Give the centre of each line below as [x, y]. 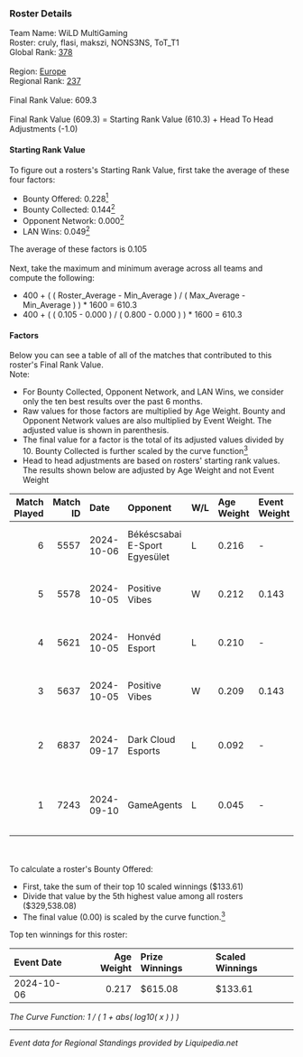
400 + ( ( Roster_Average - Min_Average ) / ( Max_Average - [134, 295]
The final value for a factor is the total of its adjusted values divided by [153, 440]
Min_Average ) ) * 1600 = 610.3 [80, 305]
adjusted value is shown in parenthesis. [96, 431]
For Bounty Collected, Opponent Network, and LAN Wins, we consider [153, 392]
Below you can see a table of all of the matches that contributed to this [141, 356]
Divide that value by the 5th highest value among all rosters [133, 895]
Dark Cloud [151, 739]
